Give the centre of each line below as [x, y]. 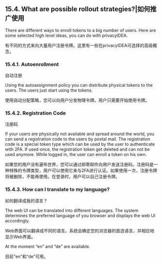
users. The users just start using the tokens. [49, 90]
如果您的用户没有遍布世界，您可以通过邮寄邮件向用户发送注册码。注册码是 [79, 165]
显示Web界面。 [20, 236]
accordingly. [17, 220]
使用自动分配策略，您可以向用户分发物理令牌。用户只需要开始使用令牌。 [77, 100]
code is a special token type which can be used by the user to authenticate [80, 144]
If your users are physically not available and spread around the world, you [80, 134]
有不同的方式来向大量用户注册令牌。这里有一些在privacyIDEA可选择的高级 [79, 45]
